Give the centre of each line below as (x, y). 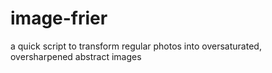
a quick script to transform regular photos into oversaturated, (136, 46)
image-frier (59, 18)
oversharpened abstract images (76, 56)
